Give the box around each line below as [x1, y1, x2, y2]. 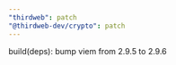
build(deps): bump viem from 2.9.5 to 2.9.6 [8, 45, 167, 56]
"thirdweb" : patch [8, 12, 77, 22]
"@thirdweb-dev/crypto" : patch [8, 21, 126, 30]
